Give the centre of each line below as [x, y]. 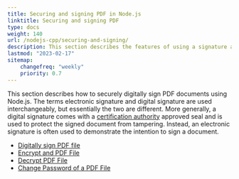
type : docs [23, 27]
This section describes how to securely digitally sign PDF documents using [117, 94]
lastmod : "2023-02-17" [41, 54]
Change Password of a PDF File [64, 168]
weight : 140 [25, 34]
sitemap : [20, 60]
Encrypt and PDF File [49, 153]
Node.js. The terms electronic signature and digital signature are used [110, 101]
